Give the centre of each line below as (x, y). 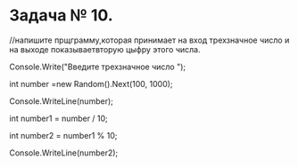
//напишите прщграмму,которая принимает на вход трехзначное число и (149, 40)
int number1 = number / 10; (59, 118)
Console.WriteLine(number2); (64, 153)
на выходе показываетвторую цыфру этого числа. (105, 49)
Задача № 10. (61, 16)
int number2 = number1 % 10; (63, 135)
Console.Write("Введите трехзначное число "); (98, 67)
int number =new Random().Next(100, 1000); (91, 83)
